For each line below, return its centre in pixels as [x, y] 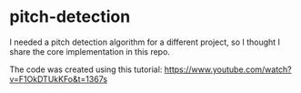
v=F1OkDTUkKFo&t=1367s [58, 78]
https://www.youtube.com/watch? [228, 69]
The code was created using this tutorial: [86, 69]
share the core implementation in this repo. [90, 51]
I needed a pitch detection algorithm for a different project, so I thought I [145, 42]
